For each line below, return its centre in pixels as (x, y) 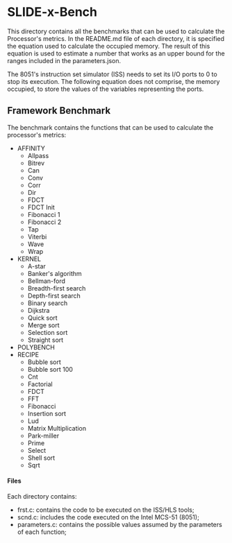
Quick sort (42, 318)
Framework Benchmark (59, 111)
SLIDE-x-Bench (52, 12)
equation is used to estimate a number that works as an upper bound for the (116, 53)
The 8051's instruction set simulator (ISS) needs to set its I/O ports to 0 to (112, 74)
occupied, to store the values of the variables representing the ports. (106, 89)
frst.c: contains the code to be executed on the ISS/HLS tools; (106, 510)
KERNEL (29, 259)
